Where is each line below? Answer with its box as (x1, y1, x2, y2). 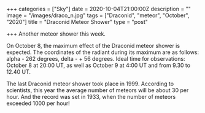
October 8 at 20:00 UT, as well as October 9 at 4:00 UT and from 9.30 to (6, 61, 191, 69)
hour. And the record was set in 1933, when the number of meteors (6, 93, 176, 100)
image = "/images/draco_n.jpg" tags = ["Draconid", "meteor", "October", (6, 12, 190, 19)
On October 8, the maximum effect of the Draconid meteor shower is (6, 42, 180, 49)
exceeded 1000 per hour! (6, 99, 71, 107)
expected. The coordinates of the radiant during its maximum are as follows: (6, 49, 199, 56)
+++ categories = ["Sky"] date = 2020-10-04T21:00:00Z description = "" (6, 6, 191, 12)
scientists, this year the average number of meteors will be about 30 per (6, 87, 189, 94)
